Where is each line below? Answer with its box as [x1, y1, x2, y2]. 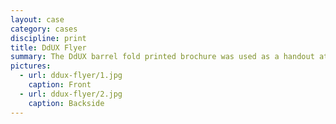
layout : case [10, 14, 65, 25]
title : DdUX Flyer [10, 42, 87, 53]
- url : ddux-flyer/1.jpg [19, 71, 123, 81]
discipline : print [10, 33, 87, 43]
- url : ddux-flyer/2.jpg [19, 89, 123, 99]
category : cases [10, 24, 78, 34]
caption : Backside [28, 98, 105, 108]
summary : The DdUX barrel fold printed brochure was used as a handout [10, 52, 315, 62]
